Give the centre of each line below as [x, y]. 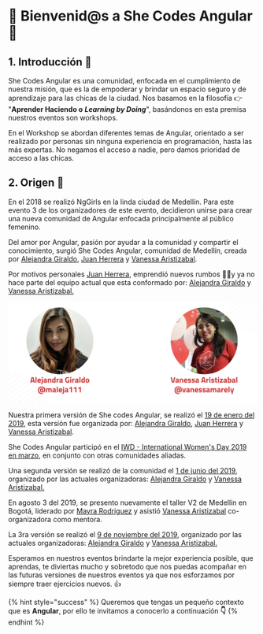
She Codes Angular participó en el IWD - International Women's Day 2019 [128, 447]
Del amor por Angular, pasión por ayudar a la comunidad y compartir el [123, 242]
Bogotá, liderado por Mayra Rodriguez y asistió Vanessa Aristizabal [117, 511]
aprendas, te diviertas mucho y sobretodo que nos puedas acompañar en [127, 567]
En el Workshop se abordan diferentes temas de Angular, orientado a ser [126, 133]
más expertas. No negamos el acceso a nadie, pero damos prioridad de [124, 150]
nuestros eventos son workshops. [63, 118]
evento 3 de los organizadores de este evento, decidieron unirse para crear [130, 210]
